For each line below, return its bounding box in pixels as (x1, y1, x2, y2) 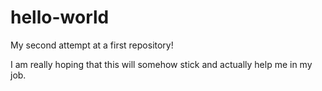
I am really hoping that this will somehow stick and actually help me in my (10, 58, 313, 70)
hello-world (10, 6, 110, 29)
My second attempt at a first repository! (10, 39, 174, 51)
